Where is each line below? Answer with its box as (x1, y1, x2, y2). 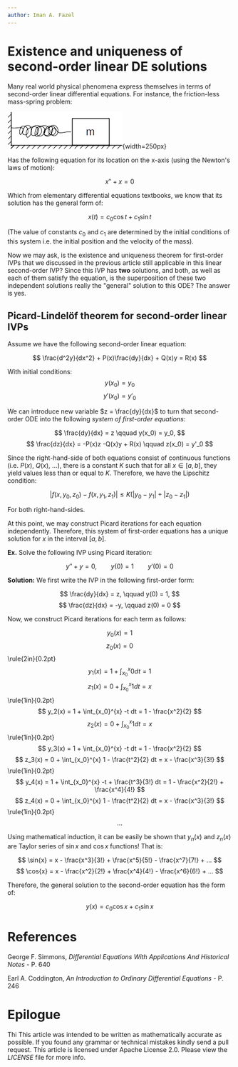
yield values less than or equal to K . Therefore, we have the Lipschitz (7, 469, 210, 477)
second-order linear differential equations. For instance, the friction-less (7, 89, 219, 98)
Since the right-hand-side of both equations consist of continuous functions (7, 454, 231, 462)
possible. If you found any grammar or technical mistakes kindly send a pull (7, 1038, 229, 1046)
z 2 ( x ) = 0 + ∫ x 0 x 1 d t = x (87, 718, 152, 731)
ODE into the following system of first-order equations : (24, 414, 186, 423)
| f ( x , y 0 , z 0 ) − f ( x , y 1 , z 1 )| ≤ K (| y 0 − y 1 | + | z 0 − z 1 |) (49, 490, 190, 500)
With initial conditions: (7, 367, 73, 376)
